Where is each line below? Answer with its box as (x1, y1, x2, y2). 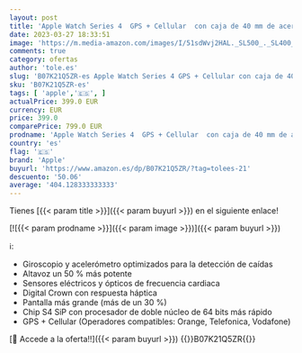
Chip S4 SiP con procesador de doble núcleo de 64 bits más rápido (22, 307, 272, 318)
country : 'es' (9, 139, 63, 148)
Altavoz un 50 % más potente (22, 268, 132, 279)
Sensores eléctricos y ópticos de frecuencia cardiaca (22, 278, 220, 289)
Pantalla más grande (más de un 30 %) (22, 297, 168, 308)
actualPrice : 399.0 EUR (9, 96, 99, 106)
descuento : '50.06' (9, 172, 83, 181)
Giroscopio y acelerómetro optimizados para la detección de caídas (22, 258, 273, 270)
